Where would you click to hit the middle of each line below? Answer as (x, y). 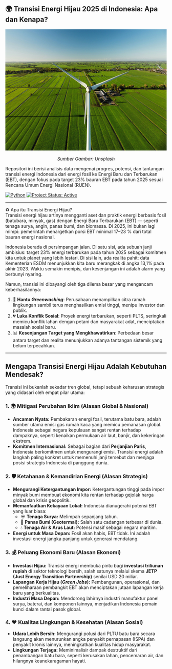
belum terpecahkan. (34, 345)
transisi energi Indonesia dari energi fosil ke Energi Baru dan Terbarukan (81, 174)
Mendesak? (24, 375)
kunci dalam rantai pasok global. (47, 609)
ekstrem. (22, 441)
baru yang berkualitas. (36, 593)
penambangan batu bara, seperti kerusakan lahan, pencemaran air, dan (88, 655)
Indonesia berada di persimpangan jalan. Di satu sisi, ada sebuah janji (79, 247)
